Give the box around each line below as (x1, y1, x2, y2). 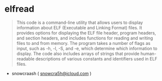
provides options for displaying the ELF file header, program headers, (16, 30, 157, 36)
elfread (4, 3, 35, 15)
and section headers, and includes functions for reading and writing (16, 35, 153, 41)
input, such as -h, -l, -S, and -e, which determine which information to (16, 45, 158, 51)
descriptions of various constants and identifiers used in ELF (35, 56, 158, 61)
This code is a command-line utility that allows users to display (16, 20, 143, 25)
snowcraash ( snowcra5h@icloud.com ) (11, 70, 92, 76)
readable (16, 56, 35, 61)
